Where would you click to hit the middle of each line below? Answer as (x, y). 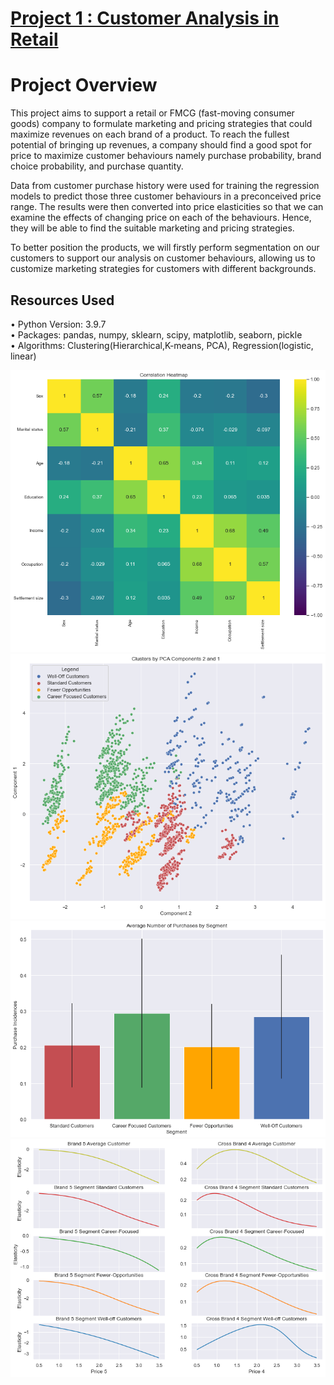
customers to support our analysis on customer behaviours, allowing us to (163, 258)
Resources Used (62, 300)
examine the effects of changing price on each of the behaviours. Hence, (161, 218)
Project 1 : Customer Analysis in (145, 18)
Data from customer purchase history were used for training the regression (165, 186)
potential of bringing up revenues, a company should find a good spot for (161, 145)
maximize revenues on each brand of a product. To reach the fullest (150, 134)
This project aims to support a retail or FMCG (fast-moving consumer (152, 113)
